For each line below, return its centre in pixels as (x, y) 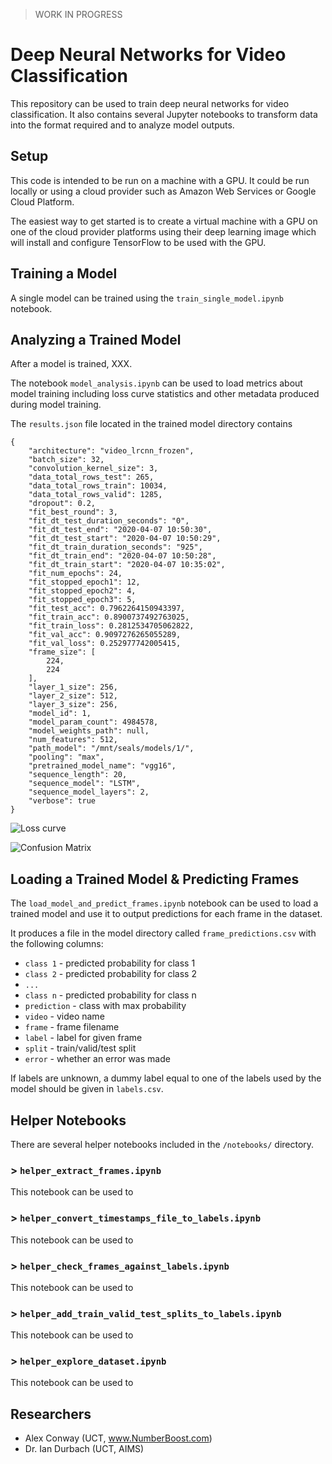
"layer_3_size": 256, (73, 705)
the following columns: (57, 944)
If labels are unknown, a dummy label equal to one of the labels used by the (166, 1078)
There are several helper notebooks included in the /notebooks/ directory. (162, 1144)
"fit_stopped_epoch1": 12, (84, 582)
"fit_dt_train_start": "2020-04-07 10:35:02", (127, 565)
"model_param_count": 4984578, (93, 722)
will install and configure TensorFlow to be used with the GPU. (138, 242)
